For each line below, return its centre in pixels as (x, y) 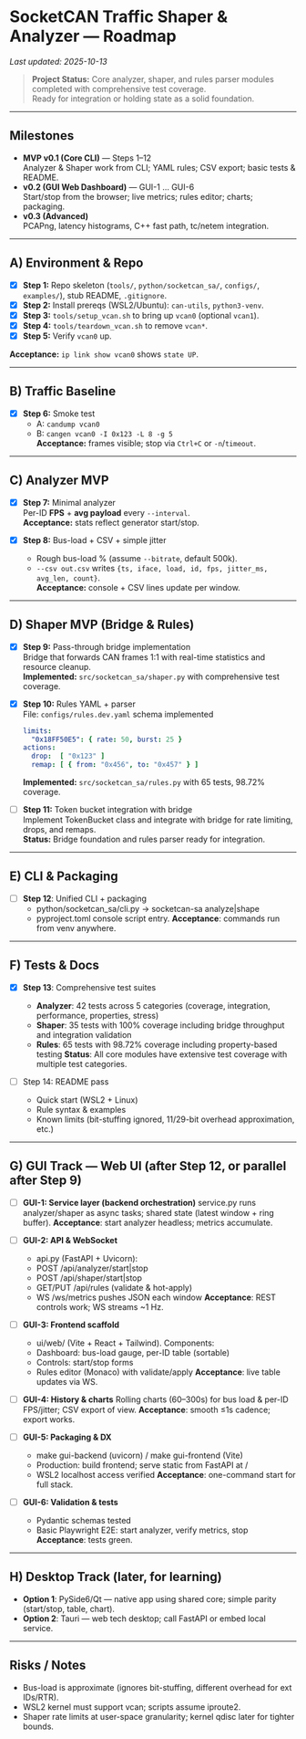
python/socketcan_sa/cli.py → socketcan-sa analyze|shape (148, 908)
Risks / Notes (48, 1666)
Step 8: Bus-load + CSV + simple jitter (94, 540)
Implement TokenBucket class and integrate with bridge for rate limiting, (158, 820)
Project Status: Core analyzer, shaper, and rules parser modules (153, 79)
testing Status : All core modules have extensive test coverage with (162, 1054)
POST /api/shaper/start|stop (89, 1278)
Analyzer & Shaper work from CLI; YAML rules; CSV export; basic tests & (159, 167)
